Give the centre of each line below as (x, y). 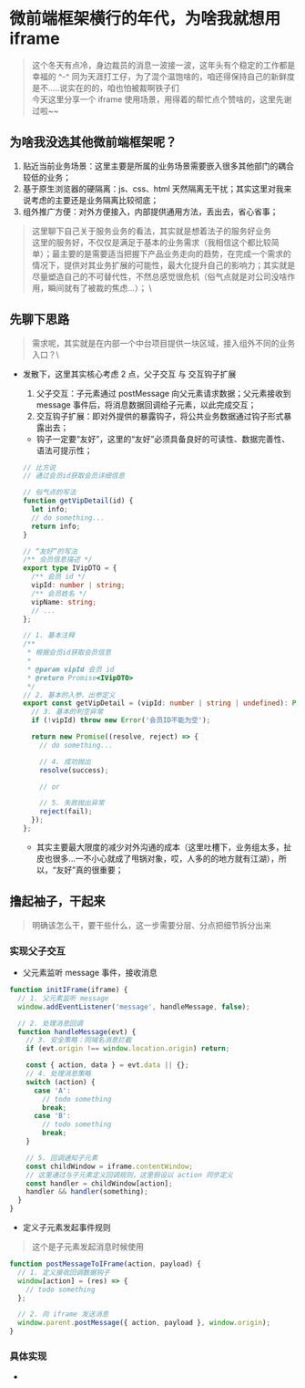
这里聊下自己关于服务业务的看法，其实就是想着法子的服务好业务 (151, 231)
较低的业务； (46, 177)
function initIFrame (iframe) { (69, 990)
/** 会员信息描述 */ (57, 560)
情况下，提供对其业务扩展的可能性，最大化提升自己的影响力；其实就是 (163, 264)
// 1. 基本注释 (49, 636)
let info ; (50, 510)
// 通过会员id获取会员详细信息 (74, 476)
